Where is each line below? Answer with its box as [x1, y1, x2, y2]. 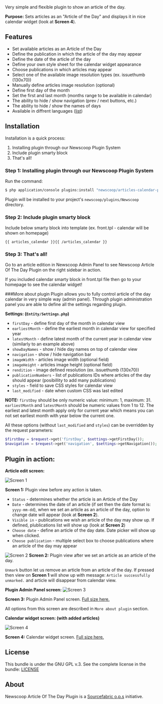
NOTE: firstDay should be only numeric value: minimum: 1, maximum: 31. [5, 397, 152, 403]
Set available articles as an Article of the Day [12, 46, 102, 52]
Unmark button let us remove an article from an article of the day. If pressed [5, 567, 154, 573]
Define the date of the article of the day [12, 56, 91, 62]
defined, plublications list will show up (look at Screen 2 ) [12, 522, 126, 528]
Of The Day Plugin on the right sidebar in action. [5, 267, 101, 273]
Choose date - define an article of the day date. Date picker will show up [12, 527, 156, 533]
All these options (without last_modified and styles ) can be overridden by [5, 422, 154, 428]
